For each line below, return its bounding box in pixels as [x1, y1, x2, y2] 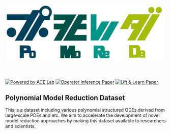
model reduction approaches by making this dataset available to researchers [5, 118, 166, 124]
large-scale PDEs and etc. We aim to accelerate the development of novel [5, 112, 160, 118]
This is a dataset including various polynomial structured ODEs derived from [5, 107, 165, 113]
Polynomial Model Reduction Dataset [5, 93, 125, 102]
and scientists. [5, 123, 36, 129]
